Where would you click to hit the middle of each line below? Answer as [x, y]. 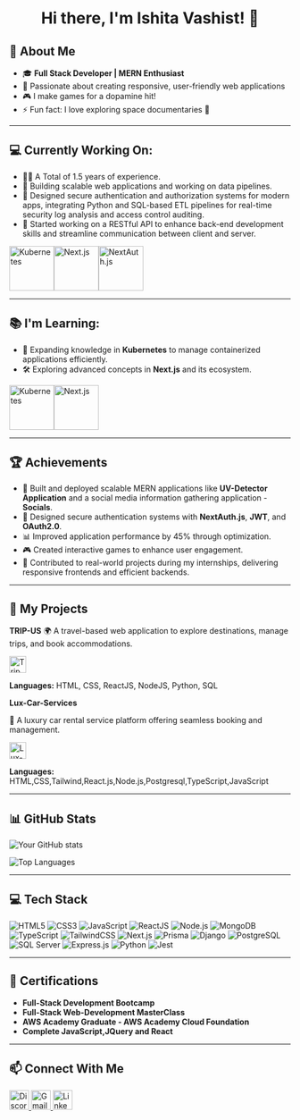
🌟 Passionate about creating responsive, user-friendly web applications [154, 86]
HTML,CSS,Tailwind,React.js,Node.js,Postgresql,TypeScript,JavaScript [139, 781]
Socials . [37, 508]
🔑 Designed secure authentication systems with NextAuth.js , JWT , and [154, 517]
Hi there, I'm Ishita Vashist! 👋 [150, 18]
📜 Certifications [54, 981]
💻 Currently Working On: [81, 151]
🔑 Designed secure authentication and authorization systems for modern [156, 195]
